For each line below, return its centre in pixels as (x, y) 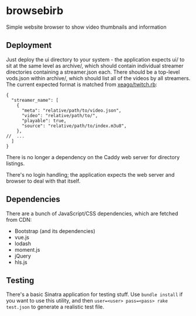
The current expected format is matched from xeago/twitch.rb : (82, 84)
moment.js (27, 249)
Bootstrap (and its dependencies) (55, 231)
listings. (16, 163)
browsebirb (35, 11)
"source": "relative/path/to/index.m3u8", (74, 126)
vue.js (22, 237)
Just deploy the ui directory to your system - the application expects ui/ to (95, 59)
